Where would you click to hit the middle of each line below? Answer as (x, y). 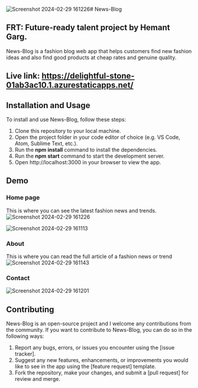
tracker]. (25, 354)
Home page (23, 198)
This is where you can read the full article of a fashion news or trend (89, 256)
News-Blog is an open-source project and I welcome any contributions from (99, 324)
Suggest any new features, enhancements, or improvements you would (101, 360)
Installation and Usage (48, 105)
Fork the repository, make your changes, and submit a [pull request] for (102, 373)
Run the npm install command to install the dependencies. (86, 150)
